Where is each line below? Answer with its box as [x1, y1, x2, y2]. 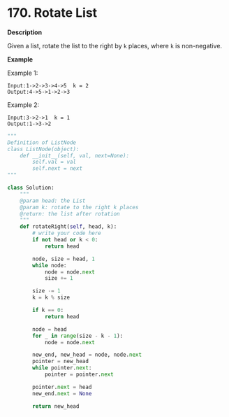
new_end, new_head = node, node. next [32, 351, 142, 358]
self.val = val [32, 159, 77, 166]
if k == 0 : [32, 306, 64, 314]
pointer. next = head [32, 383, 92, 390]
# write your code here [32, 229, 101, 237]
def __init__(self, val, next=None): [20, 152, 130, 159]
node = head [32, 325, 68, 333]
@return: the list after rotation [20, 210, 120, 218]
